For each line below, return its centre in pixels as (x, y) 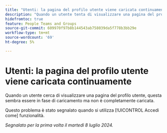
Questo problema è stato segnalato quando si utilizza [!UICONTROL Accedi (82, 110)
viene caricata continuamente (68, 81)
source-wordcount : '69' (30, 38)
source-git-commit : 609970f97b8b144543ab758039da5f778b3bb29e (71, 28)
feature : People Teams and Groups (41, 24)
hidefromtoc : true (24, 19)
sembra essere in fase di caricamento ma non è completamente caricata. (80, 100)
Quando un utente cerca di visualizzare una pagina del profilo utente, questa (83, 95)
